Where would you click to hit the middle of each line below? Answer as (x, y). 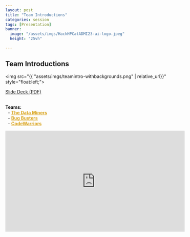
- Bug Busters (23, 118)
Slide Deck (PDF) (23, 92)
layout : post (19, 10)
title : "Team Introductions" (36, 15)
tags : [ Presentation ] (28, 24)
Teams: (14, 107)
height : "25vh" (26, 39)
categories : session (27, 19)
